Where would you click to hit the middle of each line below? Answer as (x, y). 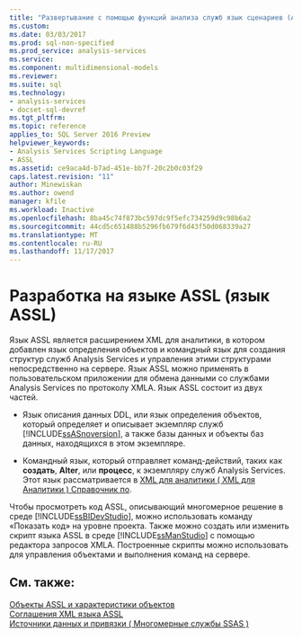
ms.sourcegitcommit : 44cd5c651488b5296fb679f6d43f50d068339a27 (130, 226)
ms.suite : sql (36, 84)
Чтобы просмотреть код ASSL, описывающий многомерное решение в (147, 507)
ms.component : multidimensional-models (84, 68)
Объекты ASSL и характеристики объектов (92, 604)
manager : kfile (38, 202)
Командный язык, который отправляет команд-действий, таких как (152, 461)
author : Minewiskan (46, 185)
